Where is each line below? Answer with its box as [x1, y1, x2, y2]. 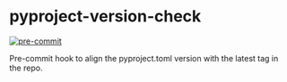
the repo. [9, 62, 43, 73]
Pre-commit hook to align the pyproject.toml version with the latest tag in [9, 53, 279, 63]
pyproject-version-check [9, 6, 202, 27]
